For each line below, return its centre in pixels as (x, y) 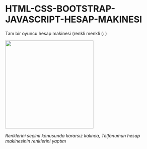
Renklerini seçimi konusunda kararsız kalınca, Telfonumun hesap (73, 135)
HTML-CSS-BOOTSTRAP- (60, 9)
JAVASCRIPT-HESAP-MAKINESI (74, 19)
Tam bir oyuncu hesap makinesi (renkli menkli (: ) (56, 33)
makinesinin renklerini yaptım (36, 141)
